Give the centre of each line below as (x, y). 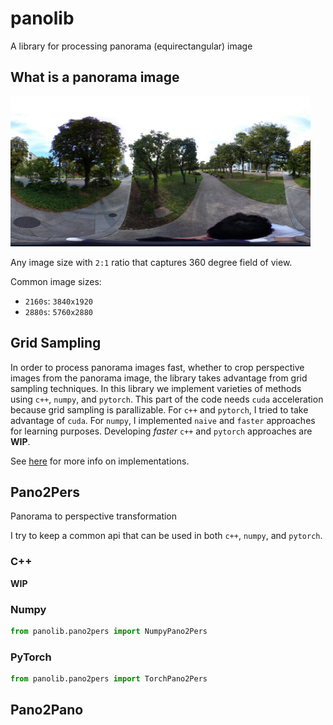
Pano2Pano (47, 710)
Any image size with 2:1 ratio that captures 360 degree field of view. (151, 262)
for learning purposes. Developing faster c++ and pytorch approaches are (161, 431)
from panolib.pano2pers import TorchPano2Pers (109, 679)
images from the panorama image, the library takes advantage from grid (159, 378)
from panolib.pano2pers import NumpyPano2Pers (109, 631)
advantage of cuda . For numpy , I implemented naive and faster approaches (163, 420)
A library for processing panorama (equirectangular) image (131, 46)
